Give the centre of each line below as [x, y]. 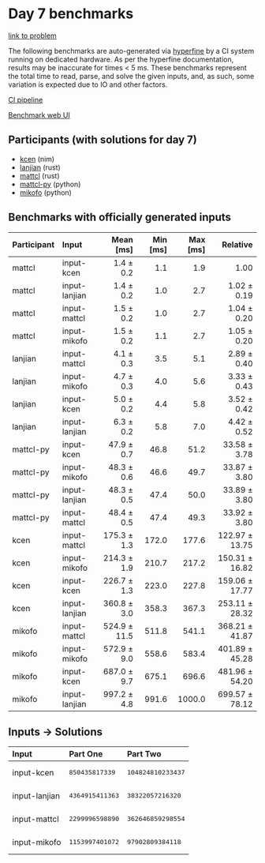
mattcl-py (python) [50, 184]
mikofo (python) [46, 192]
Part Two [144, 754]
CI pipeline [26, 99]
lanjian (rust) [40, 167]
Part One [86, 754]
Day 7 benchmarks [71, 14]
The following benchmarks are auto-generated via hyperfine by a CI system [131, 51]
